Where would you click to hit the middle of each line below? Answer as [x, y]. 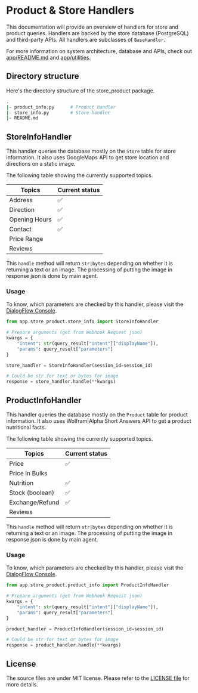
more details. [22, 685]
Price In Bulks [28, 474]
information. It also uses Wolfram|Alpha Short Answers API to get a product [99, 421]
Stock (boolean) [32, 493]
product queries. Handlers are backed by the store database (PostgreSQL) [98, 33]
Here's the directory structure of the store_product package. [81, 91]
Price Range [26, 239]
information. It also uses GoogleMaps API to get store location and [88, 157]
